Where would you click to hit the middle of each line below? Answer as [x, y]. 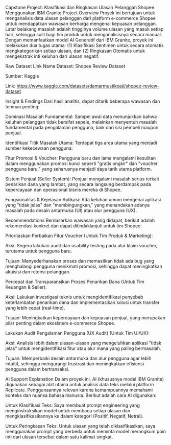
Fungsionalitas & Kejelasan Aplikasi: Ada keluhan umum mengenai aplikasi [83, 200]
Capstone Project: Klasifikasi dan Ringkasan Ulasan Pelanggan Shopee [80, 7]
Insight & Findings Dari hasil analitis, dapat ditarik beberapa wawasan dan [83, 101]
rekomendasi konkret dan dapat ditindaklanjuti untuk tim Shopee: [74, 226]
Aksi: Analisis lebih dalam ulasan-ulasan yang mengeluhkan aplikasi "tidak [83, 343]
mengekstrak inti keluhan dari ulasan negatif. [52, 56]
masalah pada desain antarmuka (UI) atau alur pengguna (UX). [71, 210]
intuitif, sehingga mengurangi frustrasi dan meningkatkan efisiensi [75, 364]
